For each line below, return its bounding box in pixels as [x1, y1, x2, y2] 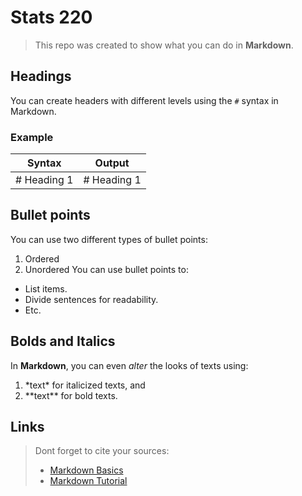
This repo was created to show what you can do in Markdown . [34, 39, 294, 51]
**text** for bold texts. [24, 389, 118, 401]
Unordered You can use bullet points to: [24, 263, 189, 275]
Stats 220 [10, 6, 93, 29]
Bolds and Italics [10, 333, 116, 350]
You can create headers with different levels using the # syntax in [10, 94, 279, 106]
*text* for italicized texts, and [24, 379, 146, 391]
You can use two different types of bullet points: [10, 233, 208, 245]
